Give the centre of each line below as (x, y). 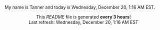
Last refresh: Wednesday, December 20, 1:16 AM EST (83, 22)
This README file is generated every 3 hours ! (83, 17)
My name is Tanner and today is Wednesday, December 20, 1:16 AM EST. (80, 7)
